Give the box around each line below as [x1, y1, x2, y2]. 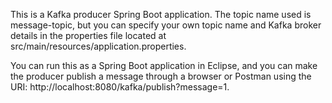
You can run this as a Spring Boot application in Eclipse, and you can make [10, 60, 318, 71]
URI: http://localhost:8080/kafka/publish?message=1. [10, 81, 230, 93]
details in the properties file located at [10, 30, 167, 41]
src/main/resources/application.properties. [10, 40, 187, 52]
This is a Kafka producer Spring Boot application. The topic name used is [10, 9, 312, 20]
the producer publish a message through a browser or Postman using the [10, 70, 312, 82]
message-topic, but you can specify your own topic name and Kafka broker [10, 19, 322, 31]
